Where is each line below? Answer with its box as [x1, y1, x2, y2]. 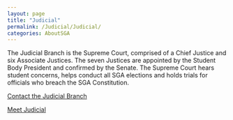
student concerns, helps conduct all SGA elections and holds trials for [7, 71, 208, 80]
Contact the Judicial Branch [7, 92, 87, 100]
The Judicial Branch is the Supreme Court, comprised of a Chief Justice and [7, 49, 227, 57]
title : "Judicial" [7, 17, 61, 24]
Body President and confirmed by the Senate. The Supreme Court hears [7, 63, 215, 72]
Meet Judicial [7, 105, 47, 114]
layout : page [7, 10, 45, 17]
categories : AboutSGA [7, 29, 70, 37]
